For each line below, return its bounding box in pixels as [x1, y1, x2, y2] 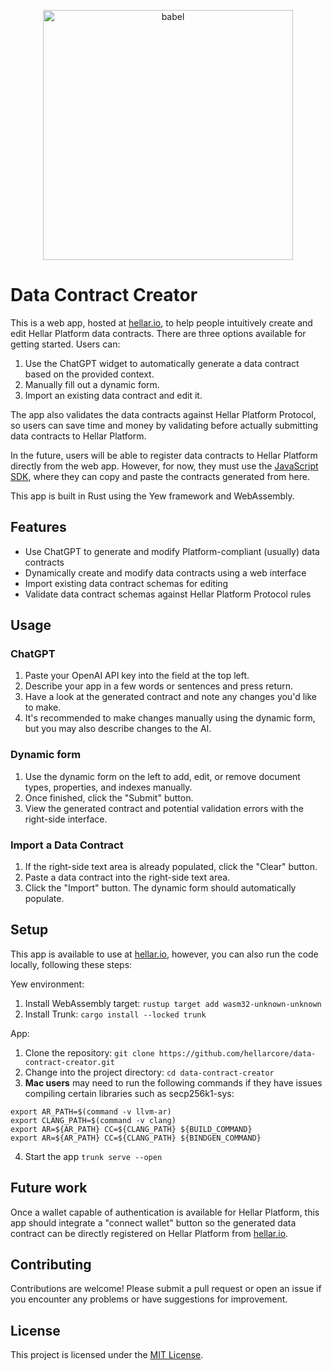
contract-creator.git [24, 1057, 115, 1067]
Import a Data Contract [10, 838, 124, 852]
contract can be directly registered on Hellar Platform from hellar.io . [10, 1227, 289, 1239]
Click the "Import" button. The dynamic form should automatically [24, 882, 297, 894]
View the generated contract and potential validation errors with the [24, 802, 304, 814]
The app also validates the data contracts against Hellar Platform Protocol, [10, 408, 317, 420]
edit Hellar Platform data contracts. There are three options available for [10, 327, 307, 339]
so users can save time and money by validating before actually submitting [10, 419, 319, 431]
